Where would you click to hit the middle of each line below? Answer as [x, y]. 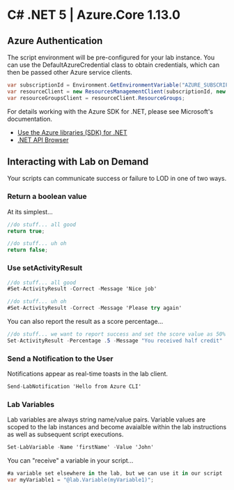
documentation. [30, 119]
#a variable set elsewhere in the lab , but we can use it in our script [115, 474]
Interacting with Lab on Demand [78, 162]
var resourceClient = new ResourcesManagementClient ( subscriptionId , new [117, 91]
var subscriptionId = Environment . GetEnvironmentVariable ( [95, 85]
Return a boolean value [47, 197]
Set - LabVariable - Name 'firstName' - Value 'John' [81, 447]
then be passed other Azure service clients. [70, 72]
